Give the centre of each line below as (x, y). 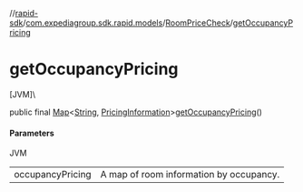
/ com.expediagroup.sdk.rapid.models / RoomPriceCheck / (128, 23)
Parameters (32, 133)
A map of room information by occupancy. (190, 175)
